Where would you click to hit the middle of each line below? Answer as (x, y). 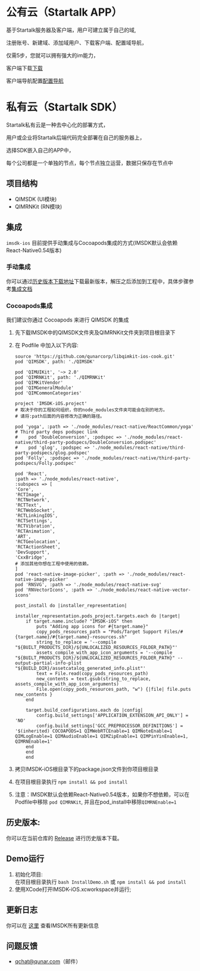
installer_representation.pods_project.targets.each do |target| (97, 616)
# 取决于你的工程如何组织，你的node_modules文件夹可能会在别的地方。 (91, 410)
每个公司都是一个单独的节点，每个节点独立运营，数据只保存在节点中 (90, 163)
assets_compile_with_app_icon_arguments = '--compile (104, 653)
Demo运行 (25, 859)
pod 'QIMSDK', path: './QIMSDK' (55, 362)
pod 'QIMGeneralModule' (44, 388)
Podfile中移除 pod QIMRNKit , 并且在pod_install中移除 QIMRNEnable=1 (96, 802)
